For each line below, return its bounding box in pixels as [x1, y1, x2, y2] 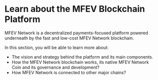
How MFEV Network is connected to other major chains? [11, 69, 126, 75]
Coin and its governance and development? [11, 64, 100, 70]
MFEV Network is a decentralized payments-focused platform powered [4, 30, 148, 36]
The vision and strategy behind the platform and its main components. [11, 54, 154, 60]
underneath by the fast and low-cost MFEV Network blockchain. [4, 35, 134, 41]
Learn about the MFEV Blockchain [4, 3, 145, 15]
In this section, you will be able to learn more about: [4, 44, 109, 50]
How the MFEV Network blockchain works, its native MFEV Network [11, 59, 149, 65]
